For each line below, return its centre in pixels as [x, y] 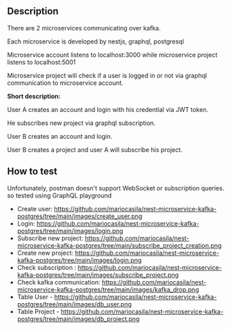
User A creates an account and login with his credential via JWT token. [108, 109]
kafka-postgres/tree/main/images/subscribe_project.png [98, 275]
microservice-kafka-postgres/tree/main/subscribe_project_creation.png [119, 245]
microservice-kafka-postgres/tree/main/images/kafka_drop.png [108, 289]
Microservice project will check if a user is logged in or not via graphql [107, 75]
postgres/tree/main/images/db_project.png [78, 319]
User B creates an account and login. [60, 136]
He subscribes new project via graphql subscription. [81, 123]
